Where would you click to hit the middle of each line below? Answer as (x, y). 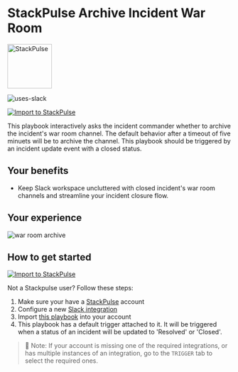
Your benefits (38, 171)
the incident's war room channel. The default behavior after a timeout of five (119, 133)
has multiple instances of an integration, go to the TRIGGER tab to (119, 354)
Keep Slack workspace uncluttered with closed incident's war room (116, 188)
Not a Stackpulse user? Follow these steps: (70, 288)
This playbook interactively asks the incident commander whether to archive (119, 126)
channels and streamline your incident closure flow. (93, 195)
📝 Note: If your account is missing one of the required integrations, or (126, 346)
